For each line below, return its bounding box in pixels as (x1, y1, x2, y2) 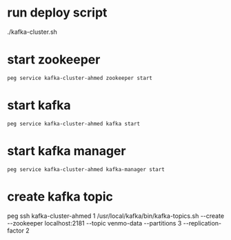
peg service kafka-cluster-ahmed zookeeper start (7, 74, 153, 81)
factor (7, 226, 24, 234)
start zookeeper (7, 52, 101, 68)
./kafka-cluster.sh (7, 28, 57, 36)
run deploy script (7, 5, 108, 21)
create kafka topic (7, 188, 114, 204)
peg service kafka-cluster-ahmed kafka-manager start (7, 166, 165, 173)
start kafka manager (7, 143, 126, 159)
